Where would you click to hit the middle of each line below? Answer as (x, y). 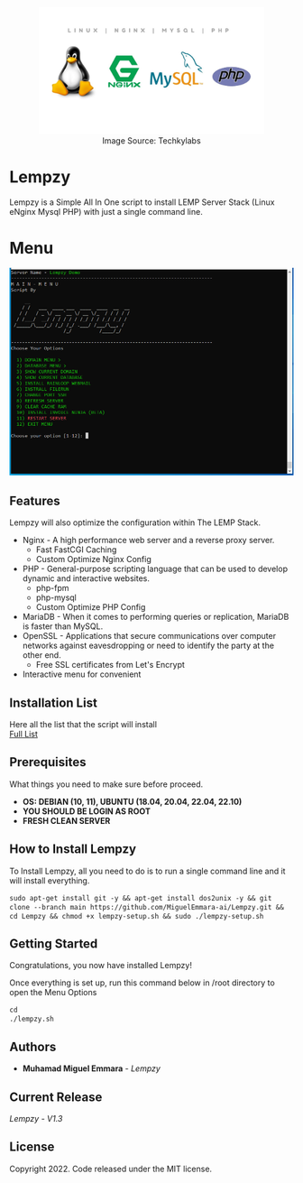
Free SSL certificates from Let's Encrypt (110, 665)
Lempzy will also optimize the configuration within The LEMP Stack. (135, 522)
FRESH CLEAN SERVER (66, 820)
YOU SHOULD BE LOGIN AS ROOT (86, 811)
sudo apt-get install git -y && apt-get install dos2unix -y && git (141, 898)
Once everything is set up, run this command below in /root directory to (142, 983)
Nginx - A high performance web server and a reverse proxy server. (148, 541)
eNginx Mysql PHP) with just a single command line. (106, 211)
